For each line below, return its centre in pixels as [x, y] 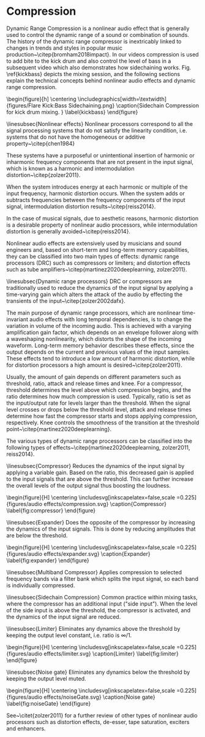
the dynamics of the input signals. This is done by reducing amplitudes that [101, 529]
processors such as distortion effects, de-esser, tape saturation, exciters [98, 722]
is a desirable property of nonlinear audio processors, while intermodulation [102, 225]
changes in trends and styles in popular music [64, 48]
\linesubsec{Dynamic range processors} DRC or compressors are [89, 281]
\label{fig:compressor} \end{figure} [51, 510]
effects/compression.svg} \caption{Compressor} [105, 504]
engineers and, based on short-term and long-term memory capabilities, [98, 249]
